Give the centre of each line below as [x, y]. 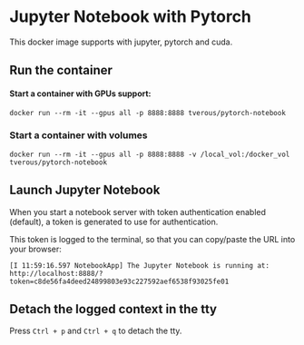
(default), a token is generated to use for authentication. [114, 222]
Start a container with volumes [78, 135]
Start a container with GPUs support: [80, 94]
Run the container [61, 70]
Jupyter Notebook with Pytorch [131, 17]
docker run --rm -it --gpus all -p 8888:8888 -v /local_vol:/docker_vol [150, 154]
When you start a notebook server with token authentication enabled [137, 212]
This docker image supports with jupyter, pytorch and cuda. [121, 42]
